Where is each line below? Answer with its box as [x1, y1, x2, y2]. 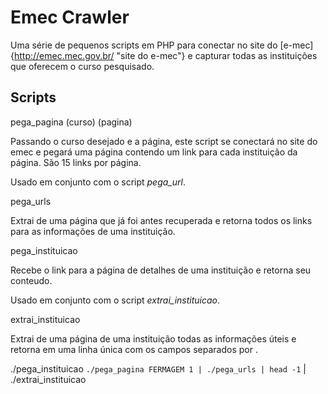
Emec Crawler [10, 6, 130, 29]
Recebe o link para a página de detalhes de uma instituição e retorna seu [10, 264, 312, 276]
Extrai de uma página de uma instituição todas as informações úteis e [10, 332, 297, 345]
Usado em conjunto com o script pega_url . [10, 176, 186, 188]
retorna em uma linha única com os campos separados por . [10, 343, 258, 355]
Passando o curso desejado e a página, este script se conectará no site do [10, 135, 318, 147]
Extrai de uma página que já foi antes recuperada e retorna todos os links [10, 214, 313, 226]
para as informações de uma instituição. [10, 225, 176, 237]
